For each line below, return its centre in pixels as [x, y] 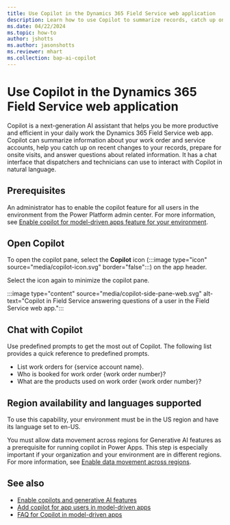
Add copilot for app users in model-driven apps [84, 507]
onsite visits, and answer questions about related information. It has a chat [112, 154]
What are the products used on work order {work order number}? [109, 382]
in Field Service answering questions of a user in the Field [128, 301]
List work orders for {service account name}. [80, 367]
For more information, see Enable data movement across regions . [99, 462]
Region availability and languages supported [104, 403]
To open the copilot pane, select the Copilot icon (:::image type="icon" [107, 260]
